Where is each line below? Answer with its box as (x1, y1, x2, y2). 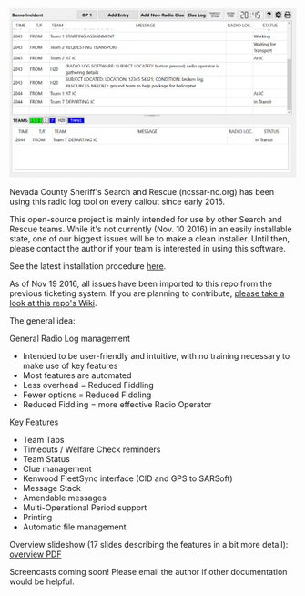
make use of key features (22, 360, 118, 371)
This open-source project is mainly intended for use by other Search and (9, 213, 282, 224)
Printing (22, 511, 53, 522)
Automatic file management (22, 521, 127, 532)
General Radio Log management (9, 333, 130, 344)
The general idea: (9, 314, 76, 326)
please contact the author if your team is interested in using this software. (9, 242, 287, 253)
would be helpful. (9, 576, 75, 587)
